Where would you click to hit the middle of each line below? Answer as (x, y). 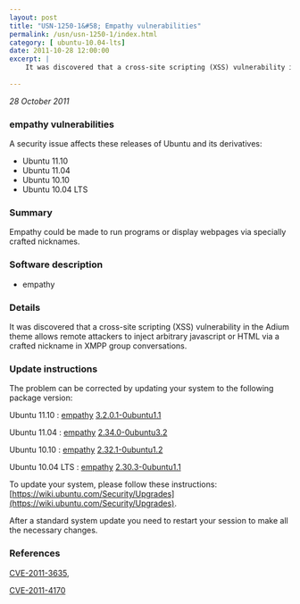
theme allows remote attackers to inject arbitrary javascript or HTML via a (144, 336)
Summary (31, 213)
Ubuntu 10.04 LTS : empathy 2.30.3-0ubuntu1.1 (95, 467)
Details (25, 307)
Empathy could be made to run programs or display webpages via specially (148, 232)
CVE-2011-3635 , (39, 573)
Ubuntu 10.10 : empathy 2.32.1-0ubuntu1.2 (86, 450)
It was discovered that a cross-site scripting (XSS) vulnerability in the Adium (150, 326)
